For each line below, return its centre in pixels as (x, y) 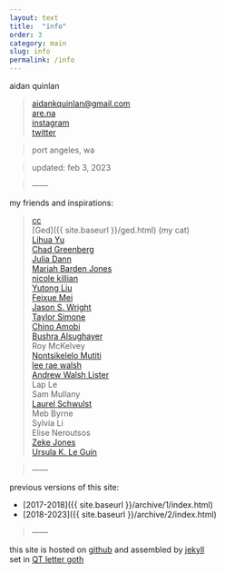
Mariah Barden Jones (72, 268)
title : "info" (38, 26)
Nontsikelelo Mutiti (66, 356)
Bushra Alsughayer (67, 336)
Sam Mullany (56, 394)
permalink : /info (42, 60)
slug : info (30, 52)
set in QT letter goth (47, 559)
